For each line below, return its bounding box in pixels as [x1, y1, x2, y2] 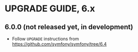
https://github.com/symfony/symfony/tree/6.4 [12, 41, 107, 47]
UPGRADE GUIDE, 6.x [5, 3, 95, 14]
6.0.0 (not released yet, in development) [5, 23, 133, 31]
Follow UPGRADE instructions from [12, 36, 79, 42]
